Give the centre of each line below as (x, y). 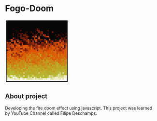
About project (26, 97)
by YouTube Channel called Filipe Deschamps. (51, 113)
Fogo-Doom (29, 8)
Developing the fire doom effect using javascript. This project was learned (79, 108)
